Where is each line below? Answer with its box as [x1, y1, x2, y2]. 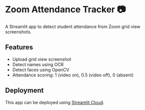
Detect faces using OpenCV [12, 67, 69, 73]
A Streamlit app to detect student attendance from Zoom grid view [5, 23, 141, 30]
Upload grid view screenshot [12, 56, 72, 62]
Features [5, 43, 33, 52]
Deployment [5, 86, 44, 95]
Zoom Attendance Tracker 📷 [5, 4, 126, 15]
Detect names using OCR [12, 61, 64, 67]
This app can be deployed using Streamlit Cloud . [5, 99, 105, 105]
